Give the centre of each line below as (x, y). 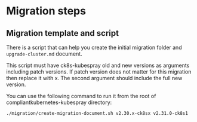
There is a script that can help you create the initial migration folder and (94, 47)
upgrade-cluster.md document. (44, 54)
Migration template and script (63, 33)
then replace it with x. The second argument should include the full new (94, 78)
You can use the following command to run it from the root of (81, 96)
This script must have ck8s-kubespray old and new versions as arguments (98, 65)
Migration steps (46, 11)
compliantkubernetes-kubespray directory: (59, 102)
